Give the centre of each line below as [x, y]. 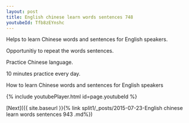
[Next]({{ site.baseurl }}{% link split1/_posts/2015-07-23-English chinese [94, 108]
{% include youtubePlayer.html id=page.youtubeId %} [72, 97]
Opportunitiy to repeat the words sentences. [60, 51]
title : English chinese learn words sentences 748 [70, 17]
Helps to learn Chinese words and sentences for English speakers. [87, 40]
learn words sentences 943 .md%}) [49, 114]
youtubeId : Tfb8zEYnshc [35, 22]
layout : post [22, 12]
